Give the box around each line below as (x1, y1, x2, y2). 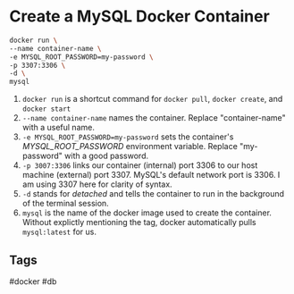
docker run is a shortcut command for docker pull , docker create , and (21, 94, 283, 105)
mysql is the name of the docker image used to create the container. (21, 207, 273, 218)
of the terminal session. (21, 198, 109, 209)
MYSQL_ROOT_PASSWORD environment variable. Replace (21, 141, 239, 152)
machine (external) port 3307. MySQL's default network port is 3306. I (21, 170, 281, 181)
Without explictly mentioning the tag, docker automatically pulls (21, 217, 256, 228)
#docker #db (9, 276, 57, 287)
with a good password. (63, 150, 149, 162)
